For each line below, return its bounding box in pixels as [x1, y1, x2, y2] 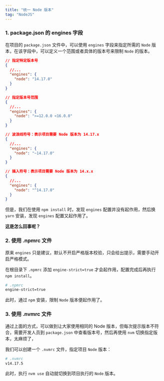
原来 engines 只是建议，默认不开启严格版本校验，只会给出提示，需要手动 [5, 249, 155, 255]
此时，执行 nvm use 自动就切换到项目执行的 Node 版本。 [5, 370, 118, 376]
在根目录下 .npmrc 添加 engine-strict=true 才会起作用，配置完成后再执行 [5, 266, 156, 272]
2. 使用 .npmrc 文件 [5, 237, 52, 244]
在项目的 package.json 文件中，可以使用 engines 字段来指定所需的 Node [5, 42, 151, 48]
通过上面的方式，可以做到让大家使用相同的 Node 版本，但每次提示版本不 [5, 323, 155, 329]
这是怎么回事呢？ [5, 223, 40, 229]
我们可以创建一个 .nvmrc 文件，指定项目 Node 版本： [5, 346, 111, 352]
